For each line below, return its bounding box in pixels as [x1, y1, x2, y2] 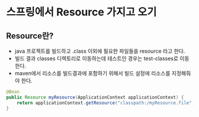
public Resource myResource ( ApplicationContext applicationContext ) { [6, 94, 184, 100]
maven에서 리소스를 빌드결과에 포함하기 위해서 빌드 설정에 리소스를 [14, 70, 171, 77]
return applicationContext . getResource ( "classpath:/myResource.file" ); [17, 100, 197, 106]
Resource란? [6, 31, 54, 41]
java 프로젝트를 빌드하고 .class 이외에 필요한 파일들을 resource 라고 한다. [14, 48, 185, 54]
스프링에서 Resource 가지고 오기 [6, 5, 157, 19]
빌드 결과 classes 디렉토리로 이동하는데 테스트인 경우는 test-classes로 [14, 55, 179, 62]
